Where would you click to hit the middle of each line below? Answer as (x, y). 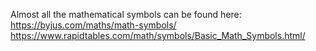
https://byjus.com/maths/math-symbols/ (93, 25)
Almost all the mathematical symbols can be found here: (126, 14)
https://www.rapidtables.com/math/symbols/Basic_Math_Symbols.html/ (158, 35)
